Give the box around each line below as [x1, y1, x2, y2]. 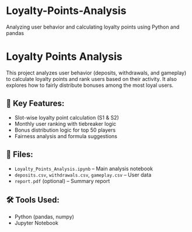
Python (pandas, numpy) [14, 213, 75, 220]
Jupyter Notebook [14, 220, 58, 227]
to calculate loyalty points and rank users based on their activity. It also [6, 75, 177, 82]
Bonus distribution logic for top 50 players [14, 126, 116, 133]
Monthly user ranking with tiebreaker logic [14, 120, 117, 127]
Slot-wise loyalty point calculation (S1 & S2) [14, 114, 120, 121]
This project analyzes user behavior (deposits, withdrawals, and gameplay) [6, 69, 187, 76]
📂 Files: [6, 150, 33, 160]
